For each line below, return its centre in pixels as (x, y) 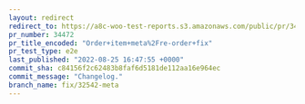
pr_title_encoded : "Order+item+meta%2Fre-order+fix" (111, 43)
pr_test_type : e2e (43, 52)
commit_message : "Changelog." (66, 77)
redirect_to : (33, 26)
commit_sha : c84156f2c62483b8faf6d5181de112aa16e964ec (115, 69)
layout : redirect (41, 18)
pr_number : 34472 (41, 34)
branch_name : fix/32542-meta (64, 85)
